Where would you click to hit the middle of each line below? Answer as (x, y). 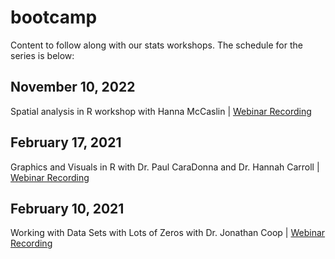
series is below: (42, 55)
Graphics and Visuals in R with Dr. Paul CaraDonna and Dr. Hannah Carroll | (165, 167)
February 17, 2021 (66, 142)
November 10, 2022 (73, 87)
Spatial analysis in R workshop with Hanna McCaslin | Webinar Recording (161, 111)
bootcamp (54, 17)
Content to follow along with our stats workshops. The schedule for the (156, 45)
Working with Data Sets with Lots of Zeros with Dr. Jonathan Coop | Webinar (168, 233)
